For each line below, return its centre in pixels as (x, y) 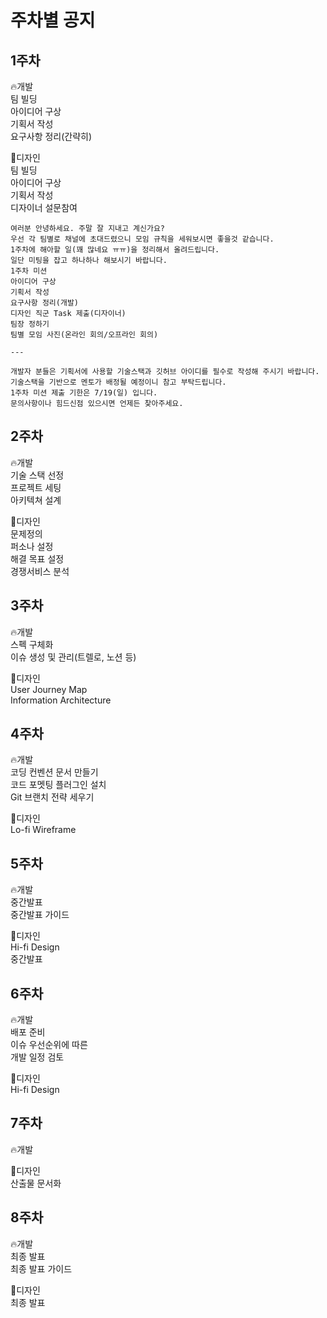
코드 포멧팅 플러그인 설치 (58, 785)
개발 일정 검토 (37, 1057)
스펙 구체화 (32, 644)
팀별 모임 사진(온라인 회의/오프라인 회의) (84, 335)
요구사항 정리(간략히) (51, 136)
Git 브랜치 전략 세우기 (52, 797)
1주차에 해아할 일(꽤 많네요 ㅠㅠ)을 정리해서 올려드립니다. (115, 250)
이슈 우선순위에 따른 (49, 1045)
